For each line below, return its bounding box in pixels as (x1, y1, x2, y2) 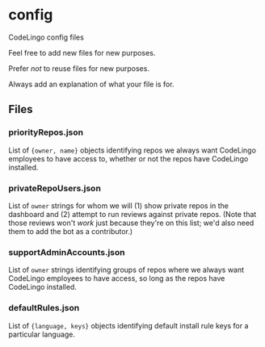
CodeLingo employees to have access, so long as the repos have (8, 274, 225, 283)
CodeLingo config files (8, 32, 85, 42)
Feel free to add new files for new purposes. (8, 48, 156, 57)
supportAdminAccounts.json (8, 246, 125, 257)
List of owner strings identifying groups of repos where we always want (8, 265, 245, 275)
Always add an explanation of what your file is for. (8, 79, 175, 89)
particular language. (8, 329, 75, 339)
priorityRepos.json (8, 127, 83, 138)
